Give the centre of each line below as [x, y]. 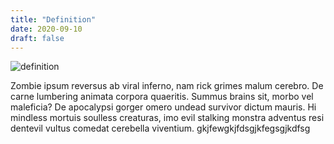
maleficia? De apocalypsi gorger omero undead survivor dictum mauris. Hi [163, 107]
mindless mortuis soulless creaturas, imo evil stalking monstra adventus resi [167, 118]
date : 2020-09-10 [46, 29]
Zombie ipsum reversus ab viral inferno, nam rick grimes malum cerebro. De [167, 86]
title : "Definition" [53, 19]
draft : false [37, 38]
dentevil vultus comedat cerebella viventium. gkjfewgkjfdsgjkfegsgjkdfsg [160, 128]
